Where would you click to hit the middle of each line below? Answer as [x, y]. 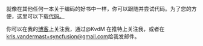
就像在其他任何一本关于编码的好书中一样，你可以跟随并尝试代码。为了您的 [99, 9]
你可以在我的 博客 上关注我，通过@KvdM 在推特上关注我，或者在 [85, 29]
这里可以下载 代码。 [40, 16]
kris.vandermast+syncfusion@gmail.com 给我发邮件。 [73, 36]
